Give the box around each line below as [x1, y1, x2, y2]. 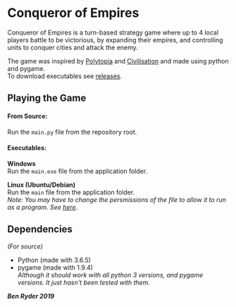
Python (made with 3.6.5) [17, 256, 92, 264]
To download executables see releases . [7, 72, 122, 80]
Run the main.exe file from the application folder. [7, 167, 148, 175]
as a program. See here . [7, 203, 78, 211]
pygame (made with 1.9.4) [17, 263, 94, 272]
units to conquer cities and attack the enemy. [7, 43, 139, 51]
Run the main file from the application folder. [7, 188, 135, 196]
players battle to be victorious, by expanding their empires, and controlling [7, 35, 223, 44]
